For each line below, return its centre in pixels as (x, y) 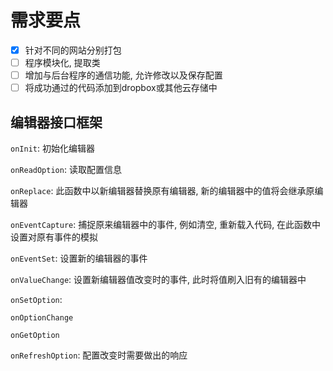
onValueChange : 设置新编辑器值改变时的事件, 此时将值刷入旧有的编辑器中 (158, 279)
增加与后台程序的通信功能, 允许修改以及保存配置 (123, 75)
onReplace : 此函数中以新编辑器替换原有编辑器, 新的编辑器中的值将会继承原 (162, 190)
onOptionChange (42, 318)
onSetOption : (36, 299)
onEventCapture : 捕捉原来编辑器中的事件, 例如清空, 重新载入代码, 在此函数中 (166, 224)
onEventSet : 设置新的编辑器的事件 (79, 258)
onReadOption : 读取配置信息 (66, 169)
